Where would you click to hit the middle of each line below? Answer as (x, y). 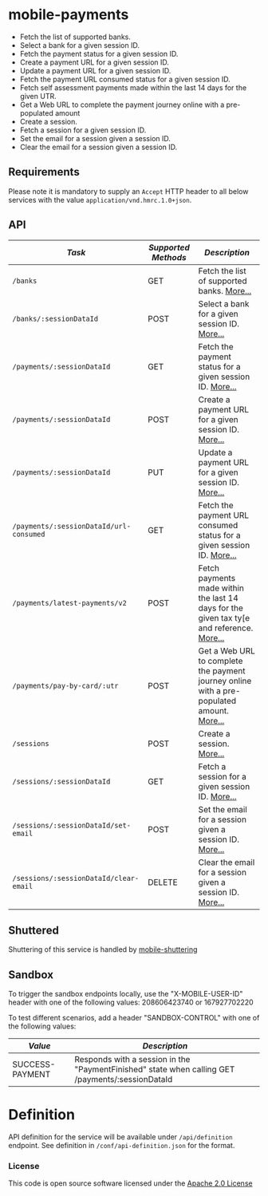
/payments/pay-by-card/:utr (65, 685)
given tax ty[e (224, 618)
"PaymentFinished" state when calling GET (155, 1069)
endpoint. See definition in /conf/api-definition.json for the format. (122, 1146)
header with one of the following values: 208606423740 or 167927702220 (131, 1002)
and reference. (226, 628)
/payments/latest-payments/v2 (70, 603)
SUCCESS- (34, 1064)
